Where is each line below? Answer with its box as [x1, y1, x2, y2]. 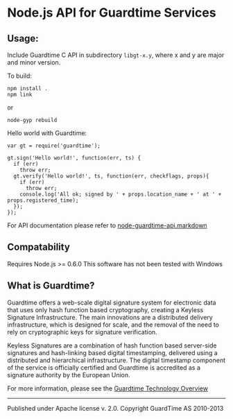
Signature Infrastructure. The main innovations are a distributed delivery [7, 313, 213, 321]
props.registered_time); [7, 197, 79, 204]
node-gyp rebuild [7, 117, 58, 123]
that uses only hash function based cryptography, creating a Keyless [7, 305, 204, 314]
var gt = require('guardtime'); [7, 142, 101, 149]
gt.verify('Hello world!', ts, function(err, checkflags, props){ [13, 173, 209, 180]
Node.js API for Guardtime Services [7, 5, 216, 21]
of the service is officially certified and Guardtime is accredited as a [7, 363, 201, 372]
